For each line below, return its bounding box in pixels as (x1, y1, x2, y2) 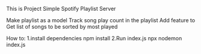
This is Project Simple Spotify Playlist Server (6, 5, 116, 12)
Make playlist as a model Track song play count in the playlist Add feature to (6, 17, 196, 23)
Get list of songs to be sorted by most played (6, 23, 118, 30)
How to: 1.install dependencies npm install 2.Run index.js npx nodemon (6, 35, 182, 41)
